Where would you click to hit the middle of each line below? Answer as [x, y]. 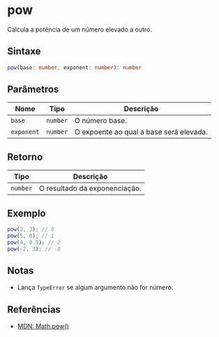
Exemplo [27, 213]
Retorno [25, 157]
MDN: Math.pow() [43, 327]
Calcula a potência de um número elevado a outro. [80, 29]
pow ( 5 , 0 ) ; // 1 [31, 236]
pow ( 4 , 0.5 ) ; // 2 [34, 242]
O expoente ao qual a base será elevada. [141, 132]
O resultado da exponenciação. [90, 189]
